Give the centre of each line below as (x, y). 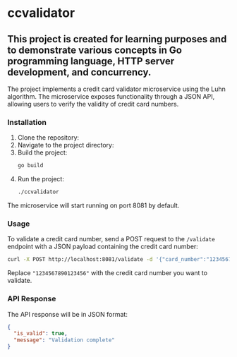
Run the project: (41, 179)
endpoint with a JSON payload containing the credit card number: (103, 247)
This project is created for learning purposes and (117, 39)
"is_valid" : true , (41, 334)
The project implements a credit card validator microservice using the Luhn (116, 89)
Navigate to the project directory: (66, 145)
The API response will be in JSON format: (68, 314)
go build (30, 166)
